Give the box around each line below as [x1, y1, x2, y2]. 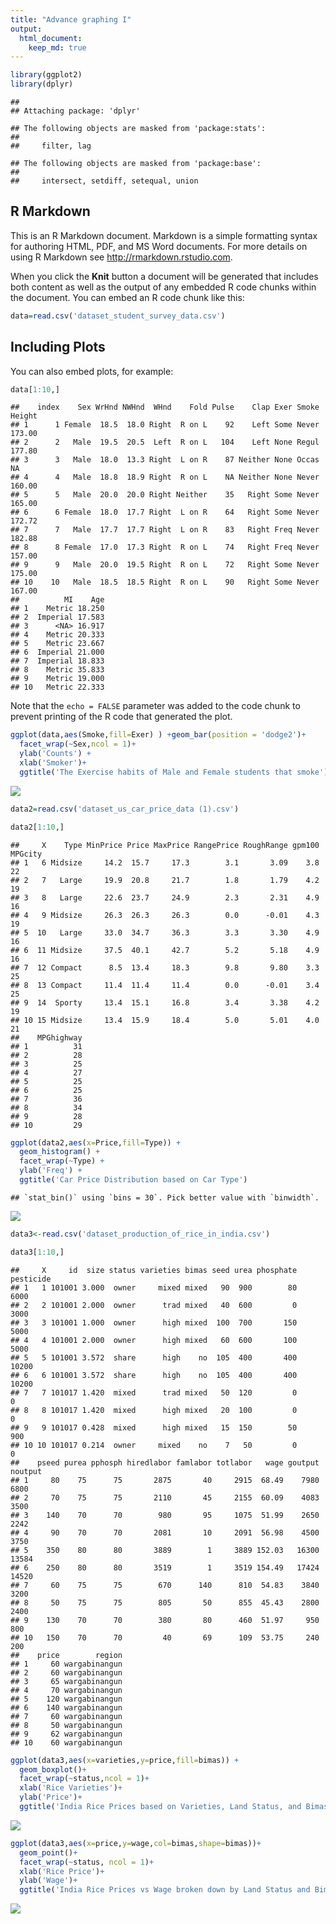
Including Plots [10, 339, 106, 356]
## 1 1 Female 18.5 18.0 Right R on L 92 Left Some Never [10, 420, 320, 430]
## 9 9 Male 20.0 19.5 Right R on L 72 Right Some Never [10, 560, 320, 570]
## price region [10, 1650, 123, 1660]
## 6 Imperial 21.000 [10, 647, 105, 658]
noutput [10, 1466, 43, 1476]
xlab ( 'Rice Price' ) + [19, 1866, 105, 1876]
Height [10, 411, 38, 421]
